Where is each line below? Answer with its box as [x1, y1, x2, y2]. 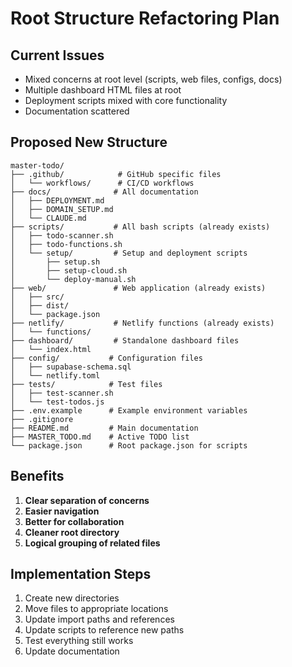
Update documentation [24, 645, 120, 657]
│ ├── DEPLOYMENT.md [10, 195, 105, 206]
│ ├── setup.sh [10, 257, 101, 267]
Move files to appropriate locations [24, 603, 169, 615]
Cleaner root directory [24, 526, 120, 538]
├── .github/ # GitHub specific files [10, 169, 222, 179]
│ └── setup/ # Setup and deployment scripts [10, 248, 248, 258]
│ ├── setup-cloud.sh [10, 265, 128, 276]
